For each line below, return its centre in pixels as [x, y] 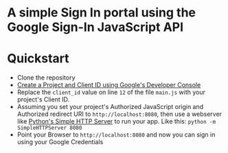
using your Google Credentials [60, 142]
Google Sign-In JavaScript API [95, 27]
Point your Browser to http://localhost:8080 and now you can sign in [116, 134]
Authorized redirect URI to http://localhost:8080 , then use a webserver [119, 114]
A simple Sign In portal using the [102, 13]
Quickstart [38, 59]
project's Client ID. [43, 99]
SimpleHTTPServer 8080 [49, 128]
